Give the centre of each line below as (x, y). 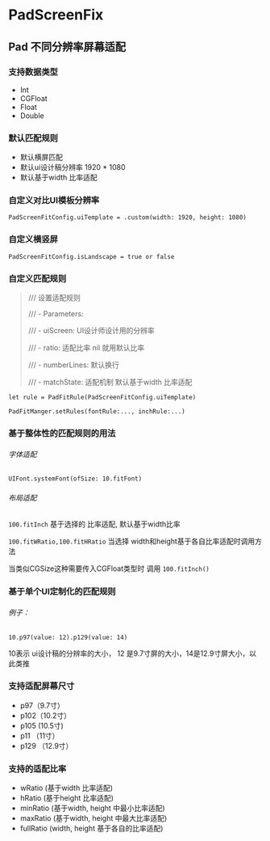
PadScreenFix (56, 15)
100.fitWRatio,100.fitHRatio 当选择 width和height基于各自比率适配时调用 (132, 541)
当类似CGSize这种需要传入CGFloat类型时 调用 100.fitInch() (109, 568)
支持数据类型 (33, 72)
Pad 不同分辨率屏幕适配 (67, 46)
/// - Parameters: (56, 314)
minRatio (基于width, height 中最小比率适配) (92, 808)
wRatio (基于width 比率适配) (66, 788)
